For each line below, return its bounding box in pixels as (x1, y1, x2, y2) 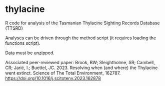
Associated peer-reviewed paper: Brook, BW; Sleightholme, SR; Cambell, (5, 59, 155, 65)
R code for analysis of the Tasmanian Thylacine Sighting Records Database (5, 20, 160, 26)
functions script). (5, 40, 41, 46)
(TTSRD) (5, 25, 23, 31)
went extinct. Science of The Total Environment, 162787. (5, 70, 121, 76)
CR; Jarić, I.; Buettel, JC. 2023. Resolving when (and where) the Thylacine (5, 65, 158, 71)
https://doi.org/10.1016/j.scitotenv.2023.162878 (5, 75, 101, 81)
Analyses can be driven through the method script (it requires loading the (5, 35, 156, 41)
